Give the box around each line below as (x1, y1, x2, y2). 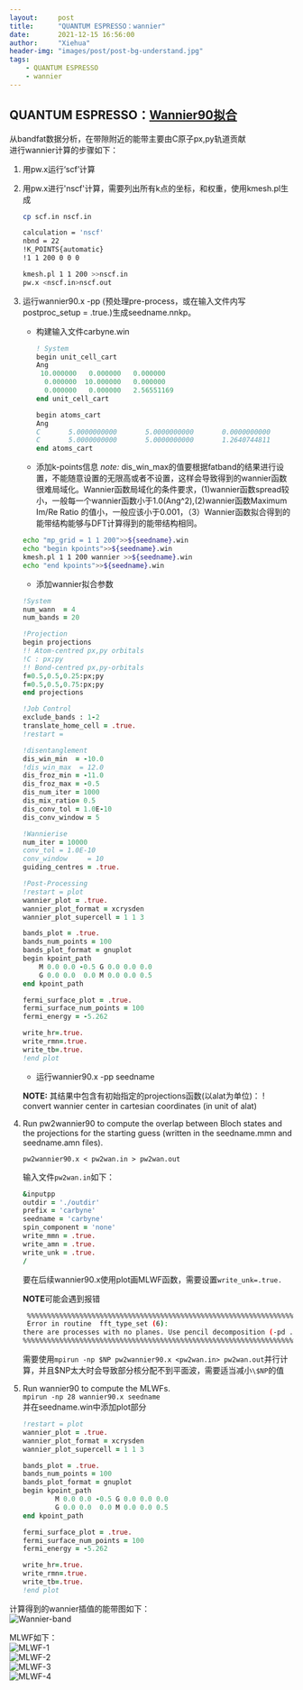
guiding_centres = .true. (22, 863, 120, 872)
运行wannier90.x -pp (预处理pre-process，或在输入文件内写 (22, 295, 246, 307)
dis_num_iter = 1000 (22, 788, 100, 797)
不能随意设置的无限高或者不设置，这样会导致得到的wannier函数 (51, 473, 288, 483)
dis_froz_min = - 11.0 (22, 771, 105, 780)
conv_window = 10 (22, 854, 104, 864)
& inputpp (22, 1189, 56, 1199)
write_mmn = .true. (22, 1232, 96, 1241)
